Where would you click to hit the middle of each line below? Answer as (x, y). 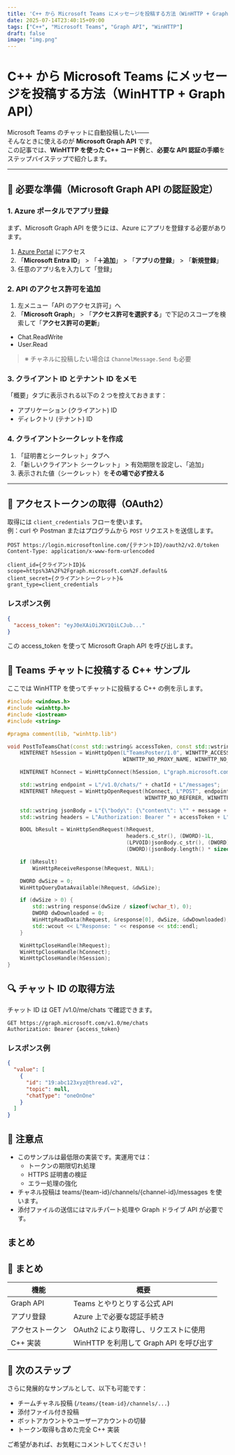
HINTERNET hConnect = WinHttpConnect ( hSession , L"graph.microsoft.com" (126, 772)
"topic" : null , (48, 1089)
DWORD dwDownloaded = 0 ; (69, 913)
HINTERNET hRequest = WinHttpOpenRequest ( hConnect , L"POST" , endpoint (125, 791)
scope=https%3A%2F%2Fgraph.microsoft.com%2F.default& (87, 571)
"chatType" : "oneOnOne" (60, 1095)
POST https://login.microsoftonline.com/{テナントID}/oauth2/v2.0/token (113, 545)
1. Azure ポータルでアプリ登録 (58, 211)
